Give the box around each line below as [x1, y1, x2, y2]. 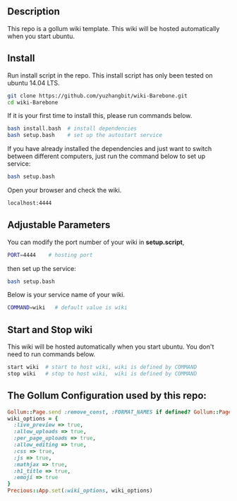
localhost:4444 [7, 200, 52, 207]
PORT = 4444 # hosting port [7, 251, 93, 258]
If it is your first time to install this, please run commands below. [7, 111, 193, 120]
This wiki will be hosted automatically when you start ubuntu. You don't [7, 342, 214, 351]
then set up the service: [7, 264, 76, 272]
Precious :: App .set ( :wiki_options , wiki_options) [7, 487, 153, 495]
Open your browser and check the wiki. [7, 186, 122, 194]
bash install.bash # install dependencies [7, 125, 138, 133]
